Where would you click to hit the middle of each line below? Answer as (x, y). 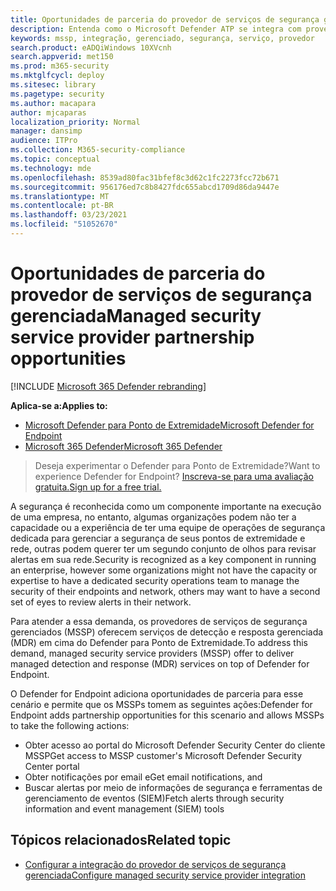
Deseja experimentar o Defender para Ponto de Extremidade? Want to (177, 465)
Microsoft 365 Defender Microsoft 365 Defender (123, 446)
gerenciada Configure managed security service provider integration (165, 875)
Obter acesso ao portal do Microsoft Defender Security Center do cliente (175, 745)
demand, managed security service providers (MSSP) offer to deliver (152, 653)
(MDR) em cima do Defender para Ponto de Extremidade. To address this (159, 642)
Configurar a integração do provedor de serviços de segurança (155, 864)
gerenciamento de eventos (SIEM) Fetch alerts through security (154, 798)
